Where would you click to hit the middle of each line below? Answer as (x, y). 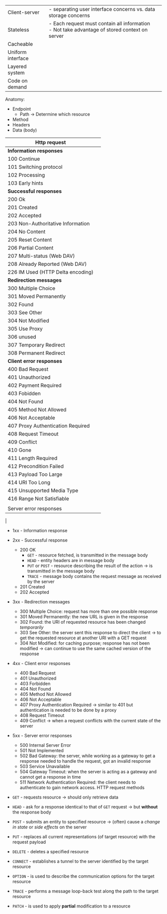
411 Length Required (33, 458)
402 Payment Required (35, 385)
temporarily (32, 627)
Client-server (24, 12)
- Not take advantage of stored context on (98, 30)
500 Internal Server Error (45, 745)
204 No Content (27, 232)
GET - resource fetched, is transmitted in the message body (87, 555)
